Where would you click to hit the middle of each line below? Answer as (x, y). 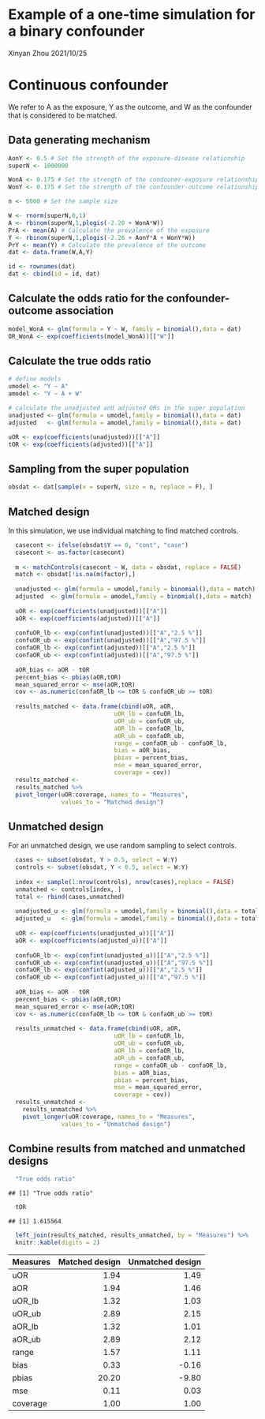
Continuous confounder (88, 85)
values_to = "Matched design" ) (112, 802)
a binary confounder (77, 31)
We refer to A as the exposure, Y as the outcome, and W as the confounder (130, 107)
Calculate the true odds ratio (80, 361)
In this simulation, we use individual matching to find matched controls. (123, 530)
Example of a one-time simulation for (132, 15)
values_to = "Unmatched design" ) (116, 1124)
